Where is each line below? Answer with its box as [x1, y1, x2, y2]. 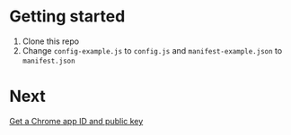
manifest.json [22, 56, 75, 65]
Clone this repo [22, 36, 79, 46]
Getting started [9, 6, 126, 27]
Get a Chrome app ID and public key [9, 115, 144, 126]
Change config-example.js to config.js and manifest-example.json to [22, 45, 283, 55]
